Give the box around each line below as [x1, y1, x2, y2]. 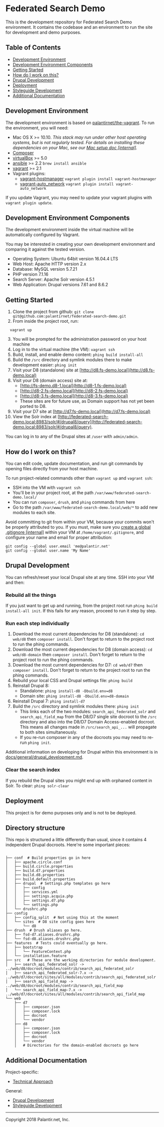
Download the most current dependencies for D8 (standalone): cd [12, 631, 145, 637]
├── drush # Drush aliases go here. [5, 928, 82, 933]
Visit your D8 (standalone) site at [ [12, 367, 81, 373]
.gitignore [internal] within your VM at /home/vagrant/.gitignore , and [5, 529, 144, 535]
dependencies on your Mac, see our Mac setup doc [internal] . [12, 145, 138, 150]
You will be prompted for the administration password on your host [12, 336, 147, 342]
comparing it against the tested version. [5, 246, 86, 252]
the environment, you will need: [5, 125, 69, 130]
